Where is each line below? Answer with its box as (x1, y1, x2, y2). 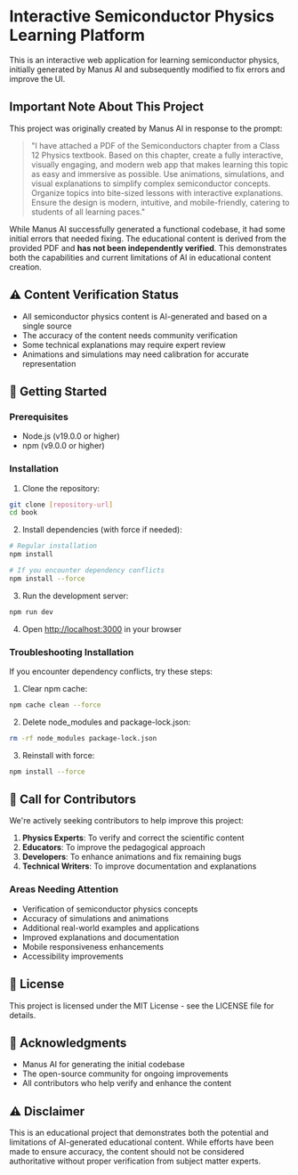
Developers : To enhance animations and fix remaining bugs (21, 852, 242, 863)
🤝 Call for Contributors (9, 791, 136, 806)
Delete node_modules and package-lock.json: (21, 717, 191, 727)
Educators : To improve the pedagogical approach (21, 842, 205, 853)
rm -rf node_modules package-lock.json (9, 733, 157, 742)
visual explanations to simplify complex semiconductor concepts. (30, 178, 271, 189)
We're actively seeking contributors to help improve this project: (9, 815, 245, 826)
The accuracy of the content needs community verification (21, 329, 238, 340)
